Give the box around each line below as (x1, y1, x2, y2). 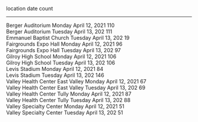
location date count (6, 5, 53, 12)
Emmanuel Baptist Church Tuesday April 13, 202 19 (6, 35, 130, 41)
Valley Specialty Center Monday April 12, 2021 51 (6, 103, 125, 110)
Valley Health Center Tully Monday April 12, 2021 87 (6, 90, 131, 97)
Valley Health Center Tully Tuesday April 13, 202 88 (6, 97, 131, 103)
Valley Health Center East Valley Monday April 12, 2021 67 (6, 78, 147, 84)
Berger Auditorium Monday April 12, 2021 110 (6, 22, 115, 29)
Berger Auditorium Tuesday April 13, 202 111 (6, 28, 113, 35)
